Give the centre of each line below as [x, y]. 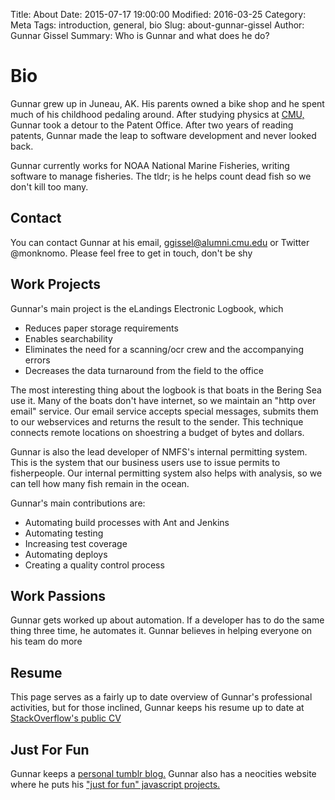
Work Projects [56, 284]
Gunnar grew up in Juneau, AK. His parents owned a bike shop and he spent [167, 103]
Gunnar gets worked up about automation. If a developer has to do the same [167, 620]
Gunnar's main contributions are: [78, 503]
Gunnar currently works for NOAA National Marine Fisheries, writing [150, 165]
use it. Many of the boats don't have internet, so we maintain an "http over [163, 400]
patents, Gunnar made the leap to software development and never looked [163, 135]
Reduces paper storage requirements [101, 328]
